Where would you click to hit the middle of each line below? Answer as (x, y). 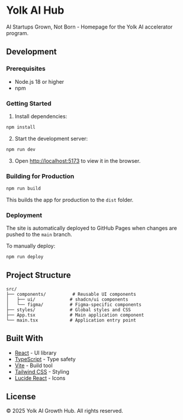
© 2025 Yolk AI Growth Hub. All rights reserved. (65, 411)
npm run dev (21, 149)
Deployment (24, 215)
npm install (21, 127)
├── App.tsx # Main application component (75, 315)
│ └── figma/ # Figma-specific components (74, 304)
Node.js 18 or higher (39, 81)
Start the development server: (51, 138)
